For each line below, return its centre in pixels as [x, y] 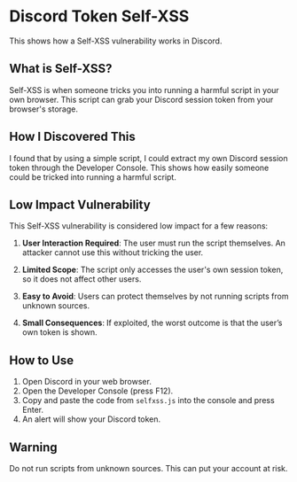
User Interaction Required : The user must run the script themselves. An [154, 243]
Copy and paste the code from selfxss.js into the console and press [148, 400]
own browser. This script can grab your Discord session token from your [141, 99]
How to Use [42, 360]
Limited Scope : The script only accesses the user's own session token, [152, 270]
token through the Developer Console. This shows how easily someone [139, 167]
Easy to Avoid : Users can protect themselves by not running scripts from [155, 296]
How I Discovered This [72, 137]
